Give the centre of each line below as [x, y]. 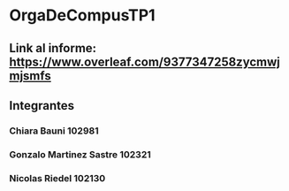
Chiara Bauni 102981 [54, 131]
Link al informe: [53, 48]
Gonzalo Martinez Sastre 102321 [80, 154]
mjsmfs [30, 76]
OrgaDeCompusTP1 [83, 15]
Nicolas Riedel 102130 [57, 178]
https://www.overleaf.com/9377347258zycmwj [144, 61]
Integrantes [42, 106]
